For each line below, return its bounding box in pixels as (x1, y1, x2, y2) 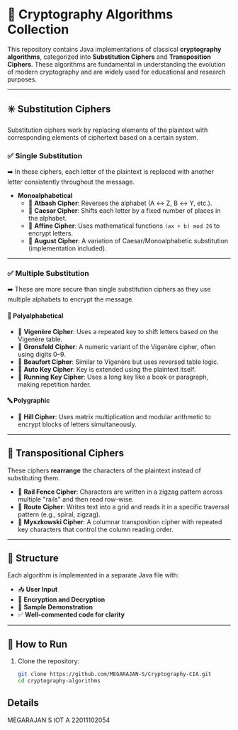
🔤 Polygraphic (7, 397, 50, 405)
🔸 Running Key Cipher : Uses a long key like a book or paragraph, (17, 372, 209, 381)
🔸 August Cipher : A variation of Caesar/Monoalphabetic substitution (28, 237, 229, 245)
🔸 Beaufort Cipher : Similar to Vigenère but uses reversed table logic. (17, 358, 220, 366)
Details (7, 697, 39, 709)
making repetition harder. (17, 380, 91, 389)
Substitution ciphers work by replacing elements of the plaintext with (7, 126, 208, 134)
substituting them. (7, 473, 60, 482)
